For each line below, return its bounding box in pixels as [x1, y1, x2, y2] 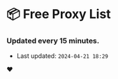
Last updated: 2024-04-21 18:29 [16, 52, 109, 60]
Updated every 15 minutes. [6, 36, 100, 46]
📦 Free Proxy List [6, 6, 111, 22]
